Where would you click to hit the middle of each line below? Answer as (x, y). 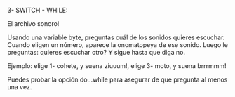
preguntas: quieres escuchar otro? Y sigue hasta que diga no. (96, 52)
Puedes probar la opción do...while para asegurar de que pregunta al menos (117, 79)
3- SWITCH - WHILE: (38, 10)
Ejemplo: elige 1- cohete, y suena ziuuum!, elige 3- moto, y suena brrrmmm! (117, 66)
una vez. (20, 87)
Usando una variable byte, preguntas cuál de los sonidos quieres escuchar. (116, 37)
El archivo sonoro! (33, 24)
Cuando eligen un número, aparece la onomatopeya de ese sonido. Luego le (117, 45)
